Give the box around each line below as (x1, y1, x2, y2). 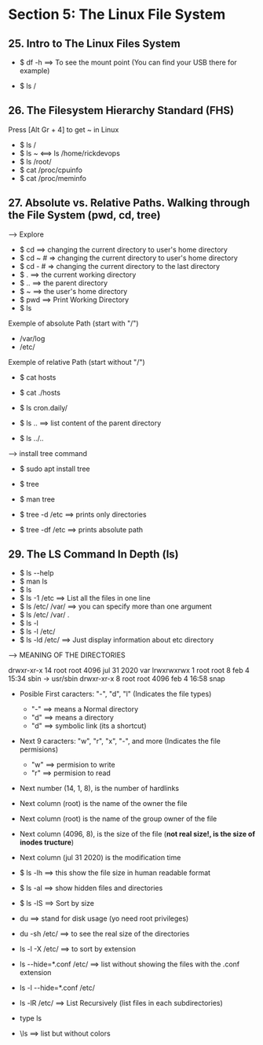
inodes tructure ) (19, 837, 75, 847)
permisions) (19, 745, 59, 754)
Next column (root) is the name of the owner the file (19, 799, 188, 808)
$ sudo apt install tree (19, 464, 90, 473)
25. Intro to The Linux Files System (8, 37, 181, 50)
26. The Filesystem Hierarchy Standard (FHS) (8, 104, 234, 117)
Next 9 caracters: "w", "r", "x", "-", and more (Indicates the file (19, 737, 221, 746)
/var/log (19, 333, 46, 343)
